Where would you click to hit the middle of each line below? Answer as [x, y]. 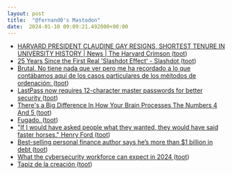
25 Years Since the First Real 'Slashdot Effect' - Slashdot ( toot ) [107, 61]
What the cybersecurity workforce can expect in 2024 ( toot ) [103, 157]
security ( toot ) [38, 98]
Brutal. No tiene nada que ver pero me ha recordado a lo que [104, 68]
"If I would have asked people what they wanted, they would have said [118, 127]
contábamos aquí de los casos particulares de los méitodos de [107, 76]
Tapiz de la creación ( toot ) [55, 165]
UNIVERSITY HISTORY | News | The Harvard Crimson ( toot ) [102, 53]
